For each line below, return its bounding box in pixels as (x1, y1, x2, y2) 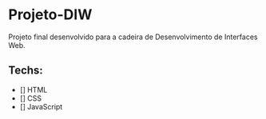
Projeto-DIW (8, 6, 93, 24)
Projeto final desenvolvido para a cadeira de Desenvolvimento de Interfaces (8, 32, 258, 42)
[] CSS (19, 93, 42, 103)
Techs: (8, 64, 44, 77)
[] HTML (19, 85, 48, 94)
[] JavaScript (19, 101, 63, 111)
